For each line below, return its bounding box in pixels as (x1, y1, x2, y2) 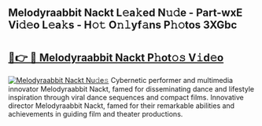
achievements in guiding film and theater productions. (8, 110, 183, 118)
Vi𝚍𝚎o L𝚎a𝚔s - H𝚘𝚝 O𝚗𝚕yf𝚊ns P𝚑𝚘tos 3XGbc (8, 19, 238, 32)
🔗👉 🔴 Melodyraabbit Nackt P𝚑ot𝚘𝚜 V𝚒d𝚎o (8, 51, 224, 64)
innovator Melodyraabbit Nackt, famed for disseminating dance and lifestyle (8, 85, 255, 93)
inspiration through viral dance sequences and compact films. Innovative (8, 93, 244, 102)
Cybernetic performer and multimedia (110, 76, 234, 85)
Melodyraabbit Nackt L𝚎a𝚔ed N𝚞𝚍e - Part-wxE (8, 6, 243, 20)
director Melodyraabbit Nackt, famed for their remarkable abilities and (8, 101, 234, 110)
